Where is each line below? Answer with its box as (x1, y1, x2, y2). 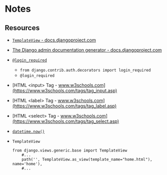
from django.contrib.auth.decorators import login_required (19, 68, 151, 73)
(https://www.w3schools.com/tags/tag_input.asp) (12, 87, 117, 94)
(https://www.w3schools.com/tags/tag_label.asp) (12, 103, 117, 109)
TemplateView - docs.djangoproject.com (12, 37, 96, 43)
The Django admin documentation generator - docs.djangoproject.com (12, 47, 162, 53)
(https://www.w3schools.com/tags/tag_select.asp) (12, 118, 119, 124)
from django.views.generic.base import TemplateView (12, 148, 128, 153)
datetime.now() (12, 129, 45, 134)
